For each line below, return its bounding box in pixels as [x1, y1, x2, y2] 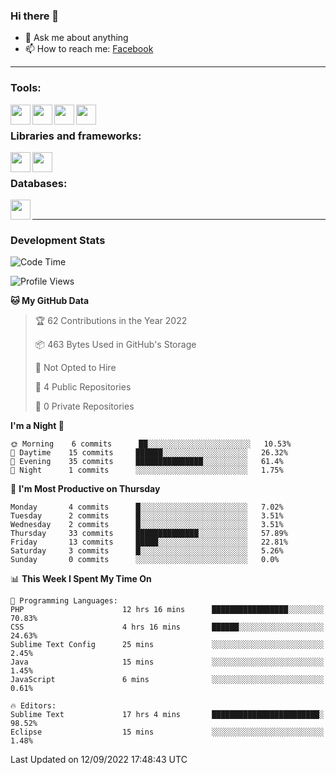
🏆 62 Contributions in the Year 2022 [34, 315, 188, 327]
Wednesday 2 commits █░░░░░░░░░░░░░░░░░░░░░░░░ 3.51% [10, 520, 284, 530]
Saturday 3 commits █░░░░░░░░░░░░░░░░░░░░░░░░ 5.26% [10, 546, 284, 556]
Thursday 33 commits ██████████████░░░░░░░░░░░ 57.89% [10, 529, 288, 539]
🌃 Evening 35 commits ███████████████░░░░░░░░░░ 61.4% [10, 457, 284, 467]
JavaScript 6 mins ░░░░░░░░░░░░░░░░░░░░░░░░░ [10, 675, 325, 685]
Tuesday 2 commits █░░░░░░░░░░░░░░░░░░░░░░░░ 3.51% [10, 511, 284, 521]
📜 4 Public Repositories [34, 381, 132, 393]
